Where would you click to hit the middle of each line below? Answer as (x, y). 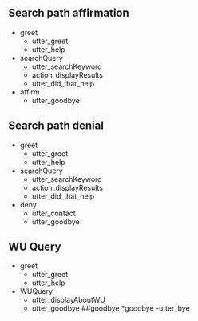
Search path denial (56, 126)
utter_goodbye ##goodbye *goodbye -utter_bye (111, 308)
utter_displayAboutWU (69, 300)
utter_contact (53, 213)
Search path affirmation (69, 13)
